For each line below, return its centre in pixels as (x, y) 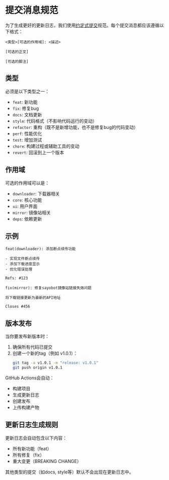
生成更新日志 (26, 395)
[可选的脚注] (17, 61)
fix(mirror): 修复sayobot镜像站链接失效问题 (48, 288)
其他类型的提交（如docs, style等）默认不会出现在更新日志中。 (70, 472)
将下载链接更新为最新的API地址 (33, 298)
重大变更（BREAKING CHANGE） (47, 461)
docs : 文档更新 (27, 114)
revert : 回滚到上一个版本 (38, 152)
